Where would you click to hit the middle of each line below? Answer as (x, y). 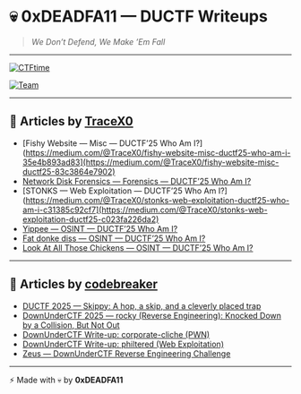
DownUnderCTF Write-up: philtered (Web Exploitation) (123, 344)
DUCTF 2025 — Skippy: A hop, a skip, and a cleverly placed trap (142, 305)
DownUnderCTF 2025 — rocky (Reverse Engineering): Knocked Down (152, 315)
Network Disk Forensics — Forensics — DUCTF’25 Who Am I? (137, 181)
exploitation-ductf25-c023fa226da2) (90, 219)
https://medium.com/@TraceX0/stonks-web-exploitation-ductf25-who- (158, 200)
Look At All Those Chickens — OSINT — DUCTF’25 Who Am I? (138, 247)
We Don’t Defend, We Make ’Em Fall (98, 41)
